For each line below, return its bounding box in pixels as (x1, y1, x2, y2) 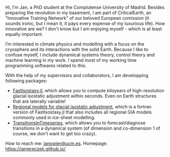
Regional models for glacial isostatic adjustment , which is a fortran (12, 104, 152, 109)
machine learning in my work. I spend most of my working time (5, 57, 137, 63)
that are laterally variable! (12, 98, 66, 104)
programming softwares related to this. (5, 63, 87, 68)
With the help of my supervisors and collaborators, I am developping (5, 72, 149, 78)
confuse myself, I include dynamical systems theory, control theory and (5, 52, 155, 58)
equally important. (5, 31, 44, 37)
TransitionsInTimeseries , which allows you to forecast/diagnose (12, 120, 146, 126)
